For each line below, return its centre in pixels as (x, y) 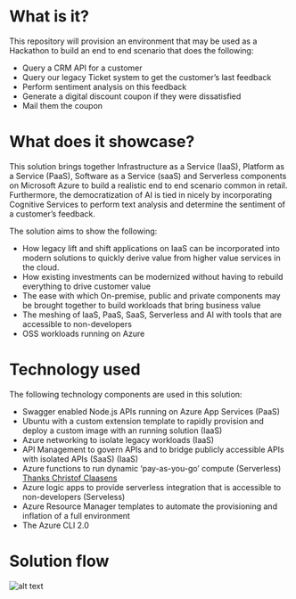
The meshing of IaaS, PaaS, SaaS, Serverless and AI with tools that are (152, 315)
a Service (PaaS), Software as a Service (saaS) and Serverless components (148, 176)
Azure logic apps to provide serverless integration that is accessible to (152, 487)
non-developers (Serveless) (74, 496)
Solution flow (59, 561)
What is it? (49, 16)
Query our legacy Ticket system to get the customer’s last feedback (147, 77)
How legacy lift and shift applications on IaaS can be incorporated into (151, 248)
